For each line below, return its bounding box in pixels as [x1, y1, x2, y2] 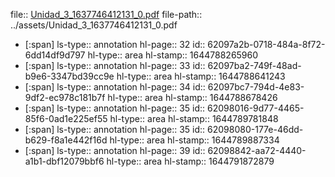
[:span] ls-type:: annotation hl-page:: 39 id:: [24, 145, 206, 156]
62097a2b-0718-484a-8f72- [207, 39, 326, 50]
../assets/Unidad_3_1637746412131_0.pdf [10, 19, 178, 31]
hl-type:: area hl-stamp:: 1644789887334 [109, 134, 280, 146]
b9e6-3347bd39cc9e [24, 70, 115, 82]
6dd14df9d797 [24, 49, 86, 61]
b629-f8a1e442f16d [24, 134, 108, 146]
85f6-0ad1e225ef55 [24, 113, 108, 124]
